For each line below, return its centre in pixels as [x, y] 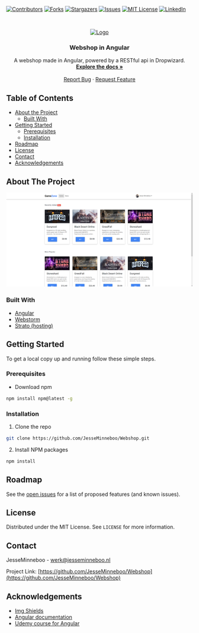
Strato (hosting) [34, 325]
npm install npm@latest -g [39, 398]
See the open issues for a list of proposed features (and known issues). [93, 494]
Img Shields [29, 610]
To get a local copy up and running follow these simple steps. [81, 359]
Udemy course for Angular [47, 623]
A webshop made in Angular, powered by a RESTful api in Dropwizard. [99, 61]
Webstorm [27, 319]
